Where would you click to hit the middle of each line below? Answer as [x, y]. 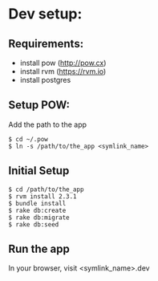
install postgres [45, 80]
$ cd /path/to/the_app [46, 189]
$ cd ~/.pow [28, 139]
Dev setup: [45, 14]
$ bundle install [37, 203]
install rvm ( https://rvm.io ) [63, 71]
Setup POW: [39, 105]
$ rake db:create [37, 210]
